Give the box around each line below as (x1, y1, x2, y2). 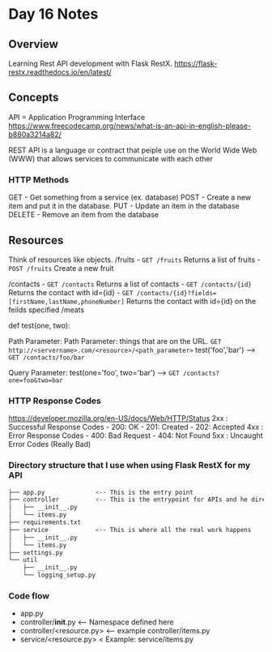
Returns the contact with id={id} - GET (8, 287, 134, 297)
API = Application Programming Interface (8, 112, 146, 122)
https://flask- (173, 58, 218, 68)
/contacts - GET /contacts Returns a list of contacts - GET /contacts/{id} (8, 279, 253, 289)
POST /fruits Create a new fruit (8, 263, 114, 272)
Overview (8, 37, 59, 51)
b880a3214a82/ (8, 129, 62, 139)
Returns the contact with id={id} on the (126, 296, 257, 306)
